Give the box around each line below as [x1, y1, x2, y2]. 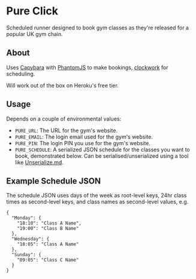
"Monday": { [11, 215, 42, 221]
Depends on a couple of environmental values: [6, 115, 122, 122]
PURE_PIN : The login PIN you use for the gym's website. [14, 139, 151, 146]
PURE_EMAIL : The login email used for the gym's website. [14, 133, 153, 140]
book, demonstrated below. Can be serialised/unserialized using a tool [14, 152, 189, 160]
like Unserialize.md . [14, 158, 64, 166]
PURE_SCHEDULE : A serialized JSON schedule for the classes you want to [14, 146, 190, 153]
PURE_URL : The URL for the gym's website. [14, 127, 118, 134]
